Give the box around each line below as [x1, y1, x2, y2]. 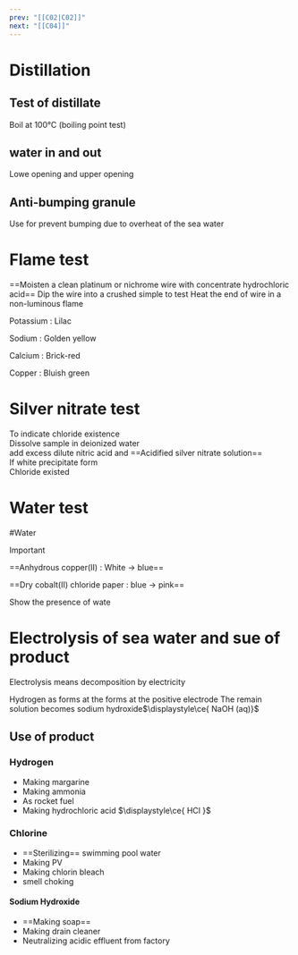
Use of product [9, 730, 95, 745]
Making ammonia [21, 786, 87, 797]
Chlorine [9, 827, 47, 840]
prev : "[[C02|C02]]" [9, 13, 87, 22]
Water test [9, 498, 89, 519]
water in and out [9, 145, 102, 160]
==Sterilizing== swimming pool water [21, 847, 161, 858]
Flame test [9, 249, 89, 270]
